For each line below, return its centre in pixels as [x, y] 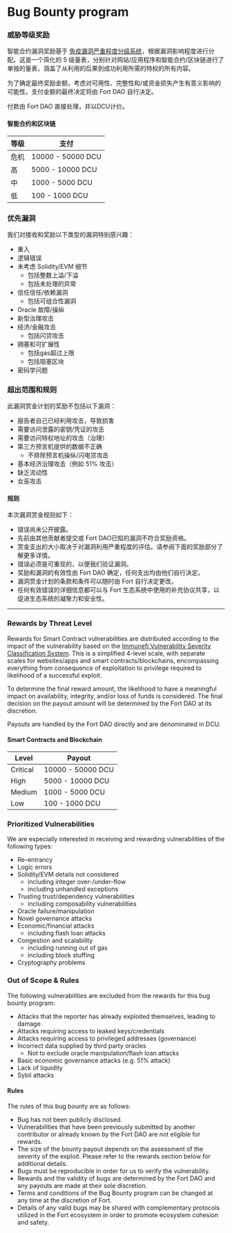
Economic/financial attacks [56, 926]
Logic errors [35, 867]
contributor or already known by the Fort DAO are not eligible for [109, 1134]
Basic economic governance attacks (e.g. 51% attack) [94, 1060]
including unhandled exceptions [73, 889]
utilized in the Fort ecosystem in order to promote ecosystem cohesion [118, 1215]
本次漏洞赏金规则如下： [40, 515]
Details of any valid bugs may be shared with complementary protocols [118, 1207]
